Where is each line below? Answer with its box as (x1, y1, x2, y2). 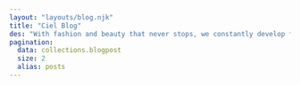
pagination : (9, 37, 54, 47)
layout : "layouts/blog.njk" (9, 12, 114, 22)
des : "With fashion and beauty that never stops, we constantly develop (9, 29, 286, 38)
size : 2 (17, 54, 46, 63)
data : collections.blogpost (17, 46, 122, 55)
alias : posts (17, 63, 66, 72)
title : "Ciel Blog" (9, 21, 82, 30)
